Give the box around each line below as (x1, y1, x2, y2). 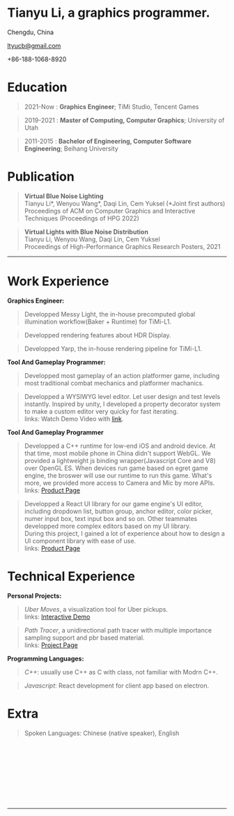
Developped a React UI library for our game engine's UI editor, (24, 499, 203, 508)
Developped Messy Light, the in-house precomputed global (24, 310, 196, 318)
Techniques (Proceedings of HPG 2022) (24, 214, 139, 222)
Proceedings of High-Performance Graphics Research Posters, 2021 (24, 242, 221, 250)
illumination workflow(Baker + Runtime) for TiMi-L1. (24, 317, 172, 326)
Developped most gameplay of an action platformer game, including (24, 371, 220, 379)
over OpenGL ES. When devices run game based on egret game (24, 464, 209, 472)
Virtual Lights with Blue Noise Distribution (24, 227, 148, 236)
